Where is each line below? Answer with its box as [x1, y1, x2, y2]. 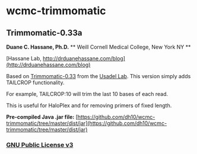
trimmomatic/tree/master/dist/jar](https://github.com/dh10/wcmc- [6, 120, 167, 127]
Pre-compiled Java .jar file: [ [6, 114, 78, 120]
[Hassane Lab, [6, 55, 42, 62]
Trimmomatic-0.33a [6, 28, 82, 38]
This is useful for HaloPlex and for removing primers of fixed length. [6, 102, 172, 109]
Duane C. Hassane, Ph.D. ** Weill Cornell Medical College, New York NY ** [6, 43, 191, 50]
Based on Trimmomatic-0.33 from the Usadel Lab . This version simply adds [6, 73, 191, 79]
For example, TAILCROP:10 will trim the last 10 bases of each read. [6, 91, 169, 97]
